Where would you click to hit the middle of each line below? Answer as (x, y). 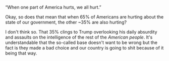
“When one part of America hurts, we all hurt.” (53, 7)
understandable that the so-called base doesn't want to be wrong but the (81, 42)
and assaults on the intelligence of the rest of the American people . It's (79, 37)
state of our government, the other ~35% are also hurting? (66, 22)
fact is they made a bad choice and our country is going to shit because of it (84, 48)
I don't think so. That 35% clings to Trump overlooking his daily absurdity (81, 32)
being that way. (21, 53)
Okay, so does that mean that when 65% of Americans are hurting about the (84, 17)
